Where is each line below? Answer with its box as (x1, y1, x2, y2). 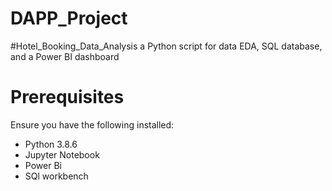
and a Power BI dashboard (10, 50, 120, 62)
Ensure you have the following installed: (10, 118, 175, 131)
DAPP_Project (10, 7, 128, 30)
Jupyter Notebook (24, 148, 100, 161)
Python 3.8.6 (24, 138, 78, 150)
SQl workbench (24, 170, 89, 182)
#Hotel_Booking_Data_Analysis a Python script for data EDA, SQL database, (10, 40, 323, 52)
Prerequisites (10, 86, 125, 109)
